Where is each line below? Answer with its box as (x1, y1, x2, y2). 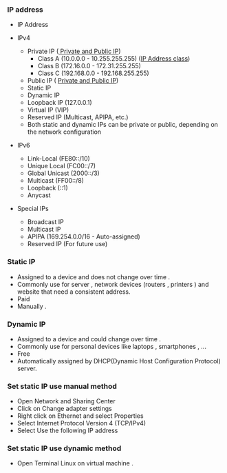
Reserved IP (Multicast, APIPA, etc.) (27, 113, 129, 121)
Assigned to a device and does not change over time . (17, 272, 171, 281)
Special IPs (17, 205, 50, 213)
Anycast (27, 191, 51, 199)
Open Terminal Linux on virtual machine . (17, 459, 134, 467)
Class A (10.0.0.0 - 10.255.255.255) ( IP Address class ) (37, 54, 191, 63)
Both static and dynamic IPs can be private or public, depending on (27, 121, 219, 129)
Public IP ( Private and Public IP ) (27, 77, 119, 85)
